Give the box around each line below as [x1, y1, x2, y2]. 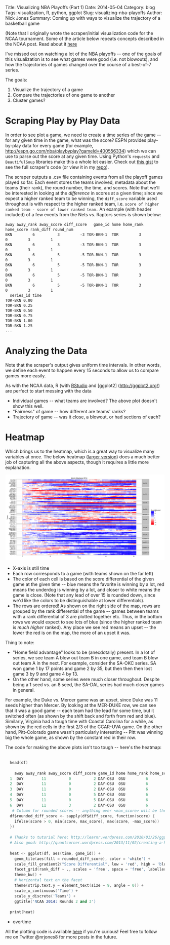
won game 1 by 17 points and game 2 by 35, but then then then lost [12, 665, 152, 672]
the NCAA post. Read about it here [5, 41, 77, 47]
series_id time [10, 293, 42, 298]
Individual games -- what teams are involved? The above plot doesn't [12, 398, 157, 404]
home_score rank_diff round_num [5, 227, 73, 232]
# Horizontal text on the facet [14, 878, 82, 883]
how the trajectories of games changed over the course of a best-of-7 [5, 62, 152, 67]
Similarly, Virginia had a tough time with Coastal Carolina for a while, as [5, 719, 153, 725]
